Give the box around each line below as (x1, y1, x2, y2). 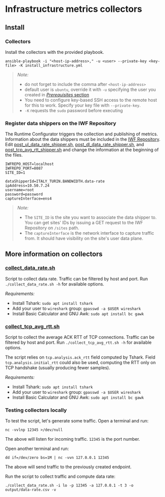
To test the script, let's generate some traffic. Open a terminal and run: (5, 418, 149, 424)
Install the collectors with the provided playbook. (5, 49, 104, 55)
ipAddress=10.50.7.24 (5, 183, 50, 188)
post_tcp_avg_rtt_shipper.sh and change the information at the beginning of (5, 147, 159, 153)
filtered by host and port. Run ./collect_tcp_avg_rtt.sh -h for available (5, 339, 152, 345)
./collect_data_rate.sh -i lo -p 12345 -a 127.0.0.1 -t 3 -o (5, 483, 134, 488)
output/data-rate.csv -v (5, 488, 56, 493)
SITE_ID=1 (5, 170, 26, 175)
